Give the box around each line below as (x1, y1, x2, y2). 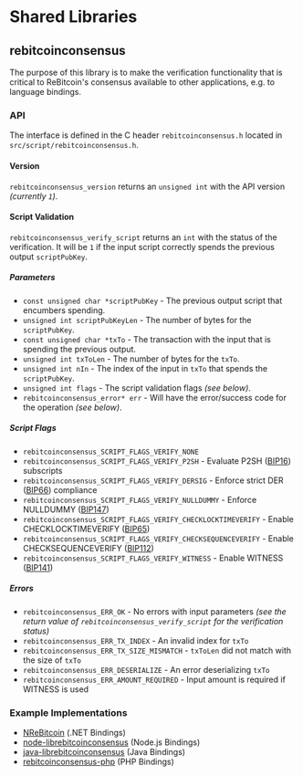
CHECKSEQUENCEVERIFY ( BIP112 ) (22, 542, 155, 553)
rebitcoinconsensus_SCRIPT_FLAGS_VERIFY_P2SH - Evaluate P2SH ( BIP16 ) (22, 455, 292, 467)
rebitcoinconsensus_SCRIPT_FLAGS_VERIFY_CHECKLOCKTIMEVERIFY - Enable (22, 513, 295, 524)
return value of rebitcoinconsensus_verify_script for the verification (22, 615, 284, 626)
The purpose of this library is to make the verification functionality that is (9, 67, 283, 78)
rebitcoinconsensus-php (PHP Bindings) (22, 756, 175, 767)
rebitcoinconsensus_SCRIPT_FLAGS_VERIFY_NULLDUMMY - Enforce (22, 494, 257, 505)
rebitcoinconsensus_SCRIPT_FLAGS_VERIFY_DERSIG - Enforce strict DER (22, 475, 285, 486)
